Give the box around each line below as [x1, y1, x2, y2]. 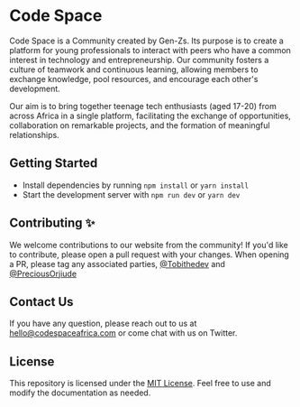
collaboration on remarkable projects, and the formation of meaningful [9, 119, 270, 131]
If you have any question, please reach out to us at [9, 318, 197, 329]
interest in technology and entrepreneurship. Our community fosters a [9, 54, 269, 65]
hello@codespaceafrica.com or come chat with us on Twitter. [9, 328, 238, 338]
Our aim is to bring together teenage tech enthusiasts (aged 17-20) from [9, 100, 277, 111]
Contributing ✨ [9, 216, 95, 231]
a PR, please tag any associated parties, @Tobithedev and [9, 258, 225, 269]
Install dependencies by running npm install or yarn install [22, 180, 250, 190]
